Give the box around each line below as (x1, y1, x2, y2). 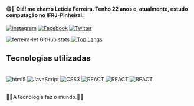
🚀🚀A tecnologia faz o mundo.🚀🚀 (6, 93, 84, 100)
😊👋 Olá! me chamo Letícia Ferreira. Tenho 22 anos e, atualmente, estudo (6, 5, 188, 12)
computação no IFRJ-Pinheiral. (6, 11, 84, 18)
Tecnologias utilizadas (6, 53, 91, 63)
